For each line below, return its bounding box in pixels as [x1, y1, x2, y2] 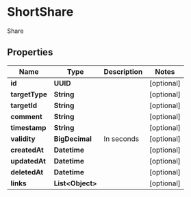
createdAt [10, 145, 44, 155]
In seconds [103, 134, 139, 144]
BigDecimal [53, 134, 92, 144]
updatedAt [10, 156, 47, 166]
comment [10, 111, 42, 121]
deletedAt [10, 167, 44, 176]
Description [103, 66, 143, 76]
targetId [10, 101, 38, 110]
